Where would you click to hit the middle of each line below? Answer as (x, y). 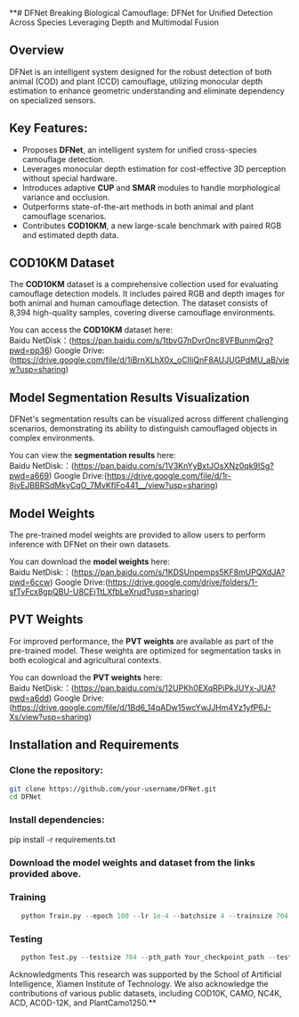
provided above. (45, 873)
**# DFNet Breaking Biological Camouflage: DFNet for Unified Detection (141, 13)
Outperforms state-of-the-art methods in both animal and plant (137, 206)
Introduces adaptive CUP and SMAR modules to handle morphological (151, 187)
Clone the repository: (57, 770)
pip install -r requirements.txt (62, 839)
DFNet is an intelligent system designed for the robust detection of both (141, 71)
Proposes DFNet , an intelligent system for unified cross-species (140, 150)
